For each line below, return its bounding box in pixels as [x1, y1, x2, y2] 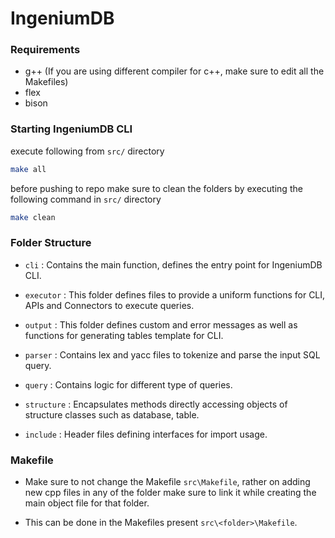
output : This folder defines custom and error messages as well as [24, 318, 298, 331]
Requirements [10, 43, 81, 57]
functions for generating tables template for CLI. [24, 329, 224, 341]
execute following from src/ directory [10, 145, 165, 157]
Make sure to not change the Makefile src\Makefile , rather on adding [24, 476, 311, 488]
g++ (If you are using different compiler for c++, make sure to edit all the [24, 65, 325, 77]
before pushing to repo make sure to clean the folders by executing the [10, 182, 303, 194]
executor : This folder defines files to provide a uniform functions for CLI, [24, 288, 326, 301]
